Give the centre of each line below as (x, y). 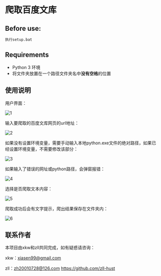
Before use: (23, 28)
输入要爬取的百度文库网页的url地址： (42, 123)
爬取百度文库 (31, 10)
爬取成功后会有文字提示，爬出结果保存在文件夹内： (57, 208)
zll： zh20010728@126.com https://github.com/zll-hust (60, 268)
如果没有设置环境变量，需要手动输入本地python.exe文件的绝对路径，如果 (79, 143)
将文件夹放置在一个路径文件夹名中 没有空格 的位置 (61, 73)
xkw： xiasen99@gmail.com (33, 258)
